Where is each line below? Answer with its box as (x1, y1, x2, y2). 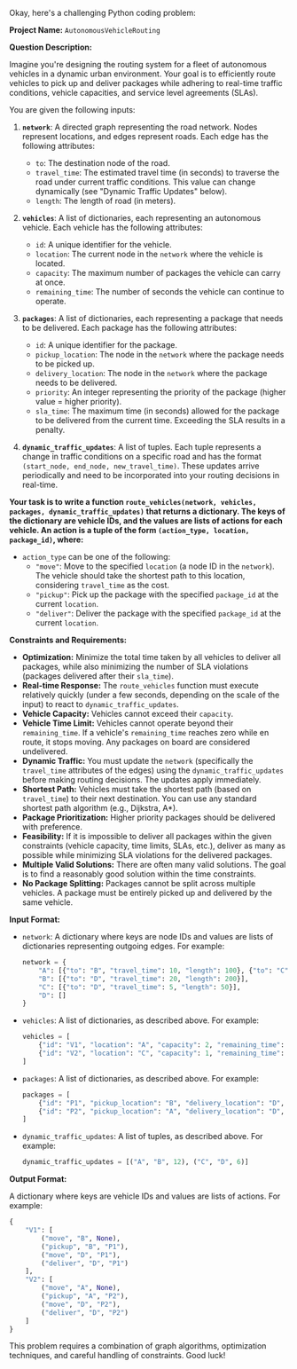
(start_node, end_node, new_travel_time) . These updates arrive (21, 460, 260, 471)
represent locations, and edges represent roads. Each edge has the (21, 131, 269, 141)
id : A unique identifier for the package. (35, 340, 177, 350)
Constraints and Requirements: (9, 634, 127, 645)
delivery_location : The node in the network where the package (35, 368, 268, 378)
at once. (35, 277, 66, 287)
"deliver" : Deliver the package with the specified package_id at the (35, 608, 282, 618)
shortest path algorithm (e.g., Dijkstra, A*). (21, 803, 179, 813)
